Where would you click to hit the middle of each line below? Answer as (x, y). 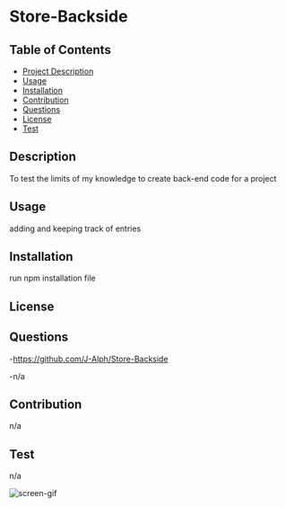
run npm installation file (52, 278)
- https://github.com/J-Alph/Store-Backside (89, 359)
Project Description (58, 71)
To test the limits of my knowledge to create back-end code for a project (143, 178)
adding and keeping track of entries (75, 228)
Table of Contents (61, 50)
